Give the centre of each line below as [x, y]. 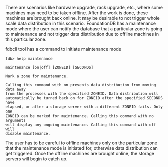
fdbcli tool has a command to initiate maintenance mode [63, 49]
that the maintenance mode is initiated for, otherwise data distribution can [82, 148]
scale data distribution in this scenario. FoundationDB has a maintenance [81, 23]
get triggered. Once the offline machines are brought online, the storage [80, 154]
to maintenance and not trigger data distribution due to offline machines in [82, 34]
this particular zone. [26, 39]
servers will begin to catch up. [36, 159]
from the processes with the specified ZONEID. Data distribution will [82, 94]
